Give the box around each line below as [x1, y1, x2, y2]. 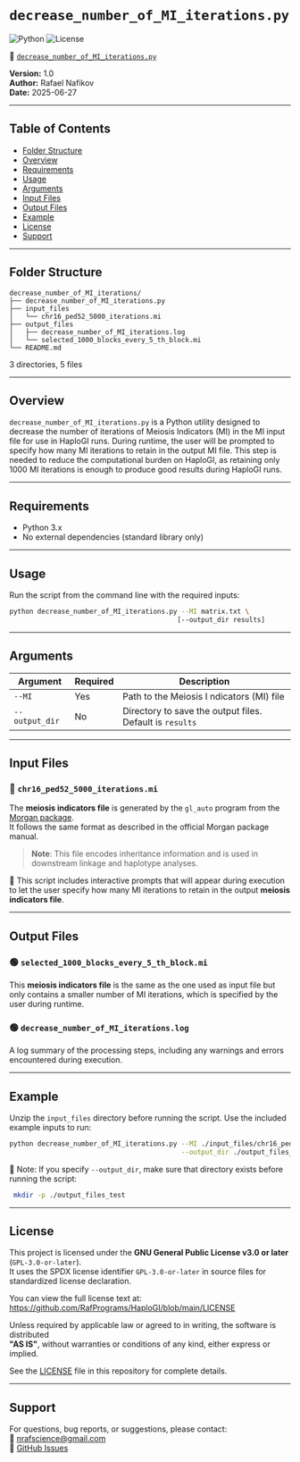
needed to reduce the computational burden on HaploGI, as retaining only [9, 455, 280, 466]
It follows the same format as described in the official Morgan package [9, 821, 270, 833]
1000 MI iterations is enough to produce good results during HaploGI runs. [9, 464, 283, 475]
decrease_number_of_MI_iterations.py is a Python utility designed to [9, 416, 261, 427]
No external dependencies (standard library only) [21, 532, 204, 542]
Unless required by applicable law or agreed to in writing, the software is [9, 1320, 277, 1331]
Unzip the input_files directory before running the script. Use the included [9, 1113, 287, 1123]
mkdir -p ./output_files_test [12, 1190, 126, 1199]
